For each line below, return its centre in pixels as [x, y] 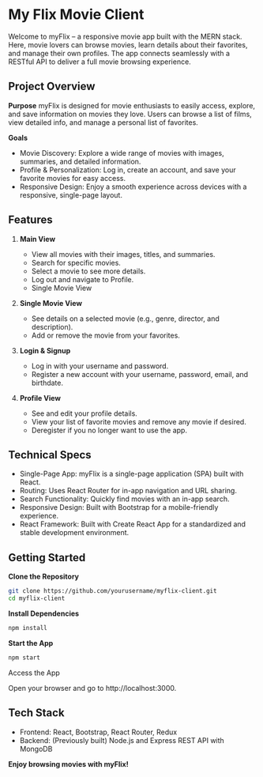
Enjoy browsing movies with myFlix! [68, 764]
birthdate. [47, 383]
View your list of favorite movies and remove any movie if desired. [139, 421]
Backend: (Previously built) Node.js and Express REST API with [122, 740]
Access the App [34, 673]
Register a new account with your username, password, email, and [140, 374]
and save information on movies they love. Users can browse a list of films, [130, 114]
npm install [28, 628]
